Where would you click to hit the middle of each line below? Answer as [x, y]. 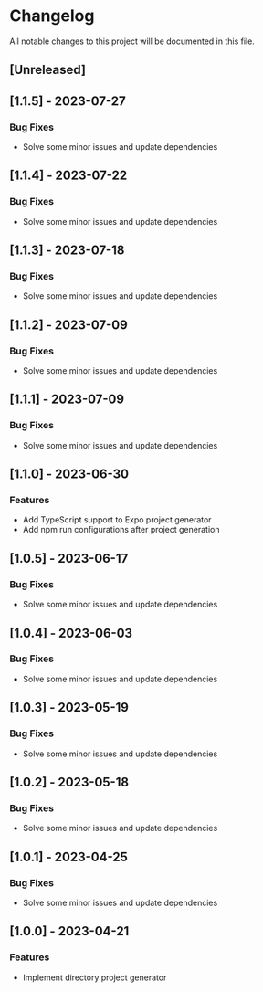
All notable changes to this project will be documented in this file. [132, 41]
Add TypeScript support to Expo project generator [117, 520]
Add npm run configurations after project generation [121, 530]
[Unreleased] [48, 70]
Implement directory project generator [95, 977]
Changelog [52, 16]
